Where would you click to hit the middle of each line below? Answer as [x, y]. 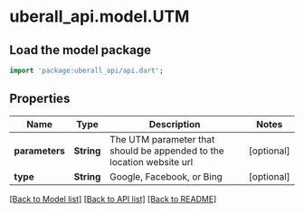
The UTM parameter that [162, 139]
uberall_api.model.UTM [100, 17]
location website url [152, 162]
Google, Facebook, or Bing [166, 176]
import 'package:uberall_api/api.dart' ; [87, 70]
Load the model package [81, 50]
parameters [39, 151]
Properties [40, 99]
